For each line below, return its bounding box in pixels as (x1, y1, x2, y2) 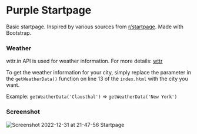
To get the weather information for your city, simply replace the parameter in (6, 69, 191, 76)
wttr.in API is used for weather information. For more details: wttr (6, 57, 163, 65)
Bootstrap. (6, 29, 32, 36)
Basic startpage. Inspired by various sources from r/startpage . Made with (6, 23, 184, 30)
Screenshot (6, 107, 40, 116)
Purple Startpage (6, 4, 92, 17)
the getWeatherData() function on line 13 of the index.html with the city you (6, 75, 188, 83)
